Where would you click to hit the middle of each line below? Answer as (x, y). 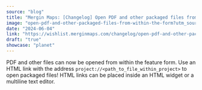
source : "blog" (25, 12)
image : (14, 23)
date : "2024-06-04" (31, 28)
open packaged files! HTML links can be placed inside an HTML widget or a (100, 75)
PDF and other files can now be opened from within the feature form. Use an (101, 62)
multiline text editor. (31, 81)
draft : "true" (24, 40)
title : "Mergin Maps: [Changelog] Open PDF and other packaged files (95, 17)
